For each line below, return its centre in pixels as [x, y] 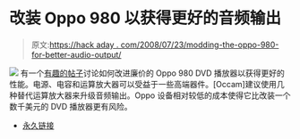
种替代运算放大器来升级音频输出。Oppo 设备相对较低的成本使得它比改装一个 [150, 95]
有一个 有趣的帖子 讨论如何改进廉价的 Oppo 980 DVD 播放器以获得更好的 [152, 73]
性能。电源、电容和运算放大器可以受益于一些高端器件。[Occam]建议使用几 [147, 84]
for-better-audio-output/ [76, 54]
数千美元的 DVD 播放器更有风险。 [71, 106]
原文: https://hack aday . [75, 45]
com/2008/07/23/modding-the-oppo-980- [200, 45]
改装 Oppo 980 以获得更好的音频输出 [146, 18]
